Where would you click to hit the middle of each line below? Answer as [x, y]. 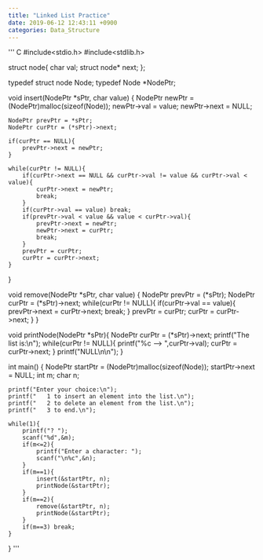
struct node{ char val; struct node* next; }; [77, 68]
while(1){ [24, 424]
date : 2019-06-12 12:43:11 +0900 [63, 23]
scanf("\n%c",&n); [66, 459]
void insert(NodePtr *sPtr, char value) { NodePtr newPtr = [101, 98]
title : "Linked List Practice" [59, 15]
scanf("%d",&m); [49, 438]
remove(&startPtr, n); [73, 507]
